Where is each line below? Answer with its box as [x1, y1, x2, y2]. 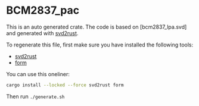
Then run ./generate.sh [6, 93, 65, 100]
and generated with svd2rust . [6, 29, 79, 36]
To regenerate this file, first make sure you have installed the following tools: [6, 41, 194, 48]
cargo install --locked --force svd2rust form [6, 82, 124, 88]
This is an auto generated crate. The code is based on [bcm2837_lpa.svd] [6, 23, 187, 30]
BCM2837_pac [6, 4, 80, 17]
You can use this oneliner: [6, 70, 70, 77]
